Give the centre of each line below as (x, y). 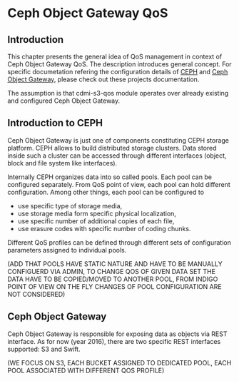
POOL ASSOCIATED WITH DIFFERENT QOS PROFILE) (86, 370)
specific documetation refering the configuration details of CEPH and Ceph (118, 72)
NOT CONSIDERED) (36, 294)
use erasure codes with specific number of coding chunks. (104, 228)
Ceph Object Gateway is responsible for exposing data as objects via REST (117, 334)
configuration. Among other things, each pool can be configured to (106, 192)
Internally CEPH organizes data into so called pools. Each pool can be (110, 177)
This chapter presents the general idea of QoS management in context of (115, 56)
